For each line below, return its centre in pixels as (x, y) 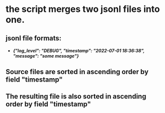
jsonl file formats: (34, 38)
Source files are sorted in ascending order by (77, 71)
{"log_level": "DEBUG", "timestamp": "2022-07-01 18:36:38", (79, 51)
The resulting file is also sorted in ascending (76, 96)
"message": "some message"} (46, 56)
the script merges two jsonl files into (83, 9)
